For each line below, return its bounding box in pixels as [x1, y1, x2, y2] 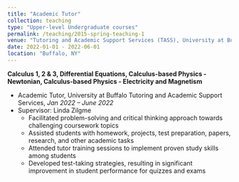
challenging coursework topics [28, 121, 119, 129]
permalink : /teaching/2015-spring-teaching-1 [7, 30, 144, 38]
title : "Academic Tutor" [7, 10, 81, 18]
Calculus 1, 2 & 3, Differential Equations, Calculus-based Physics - [7, 69, 207, 78]
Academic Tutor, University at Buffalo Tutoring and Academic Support [17, 90, 223, 100]
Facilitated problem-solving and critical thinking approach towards [28, 113, 223, 122]
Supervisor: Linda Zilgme [17, 106, 92, 114]
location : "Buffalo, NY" [7, 50, 81, 58]
